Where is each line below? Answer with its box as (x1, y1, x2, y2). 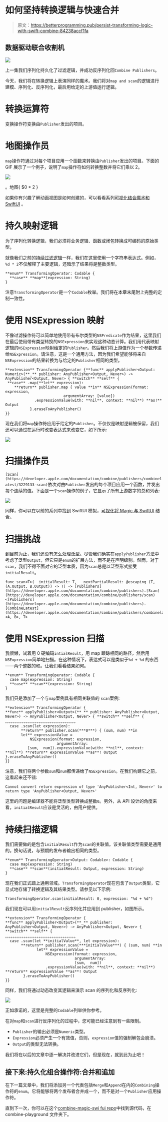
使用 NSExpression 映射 (5, 315, 104, 326)
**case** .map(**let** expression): (7, 380, 84, 385)
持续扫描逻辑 (5, 824, 58, 835)
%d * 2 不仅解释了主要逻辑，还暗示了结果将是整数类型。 (5, 261, 119, 267)
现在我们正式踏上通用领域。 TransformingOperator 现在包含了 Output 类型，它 (5, 880, 160, 886)
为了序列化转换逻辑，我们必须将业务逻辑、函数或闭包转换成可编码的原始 (5, 238, 154, 244)
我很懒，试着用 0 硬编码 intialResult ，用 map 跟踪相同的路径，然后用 (5, 650, 150, 656)
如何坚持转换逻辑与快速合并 (5, 5, 119, 16)
